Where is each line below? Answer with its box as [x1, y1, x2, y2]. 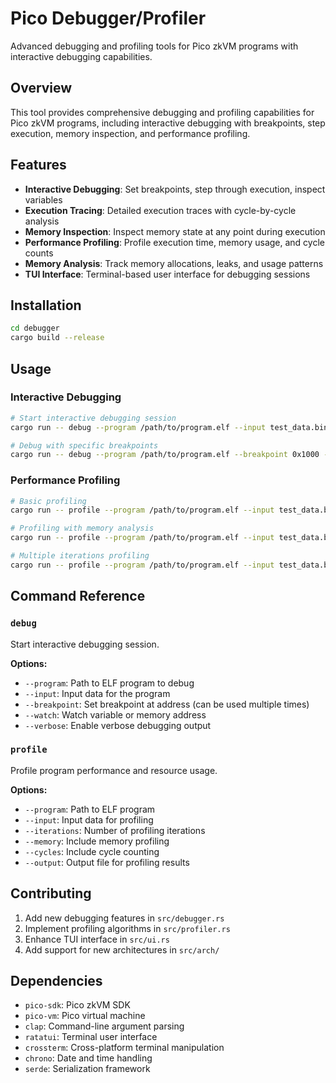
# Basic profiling [10, 496, 87, 506]
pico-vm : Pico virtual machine [24, 1010, 146, 1022]
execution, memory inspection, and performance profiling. [10, 127, 251, 139]
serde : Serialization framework [24, 1063, 151, 1075]
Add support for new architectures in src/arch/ [24, 943, 220, 956]
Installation [10, 297, 82, 314]
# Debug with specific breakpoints [10, 440, 159, 451]
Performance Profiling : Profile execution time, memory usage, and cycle [24, 236, 325, 248]
